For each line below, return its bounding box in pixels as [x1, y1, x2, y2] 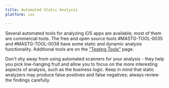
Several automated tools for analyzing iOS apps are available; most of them [5, 30, 161, 36]
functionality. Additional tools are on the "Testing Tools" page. [5, 46, 134, 52]
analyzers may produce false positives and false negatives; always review [5, 71, 159, 77]
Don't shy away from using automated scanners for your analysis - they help [5, 55, 164, 61]
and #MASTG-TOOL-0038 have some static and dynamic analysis [5, 40, 142, 46]
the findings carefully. [5, 77, 50, 83]
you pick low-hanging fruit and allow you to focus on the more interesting [5, 61, 158, 67]
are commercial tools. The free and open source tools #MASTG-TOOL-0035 [5, 35, 163, 41]
